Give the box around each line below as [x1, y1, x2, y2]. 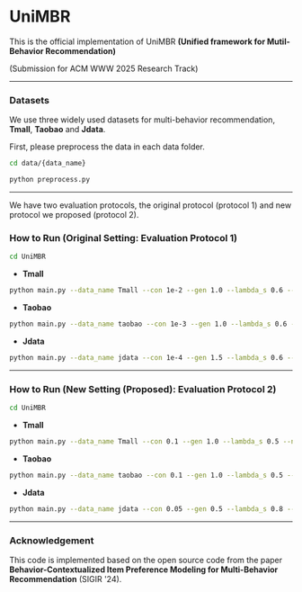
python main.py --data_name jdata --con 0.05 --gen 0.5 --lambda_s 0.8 [9, 504, 283, 514]
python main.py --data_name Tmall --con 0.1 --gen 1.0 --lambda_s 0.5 [9, 436, 280, 446]
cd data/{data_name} [9, 159, 87, 168]
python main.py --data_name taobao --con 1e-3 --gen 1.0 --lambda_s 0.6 [9, 319, 288, 329]
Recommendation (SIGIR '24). [9, 573, 122, 584]
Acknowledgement [9, 534, 94, 546]
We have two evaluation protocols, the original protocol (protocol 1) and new [9, 200, 292, 211]
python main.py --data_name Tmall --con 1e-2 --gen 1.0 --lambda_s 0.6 [9, 286, 283, 295]
